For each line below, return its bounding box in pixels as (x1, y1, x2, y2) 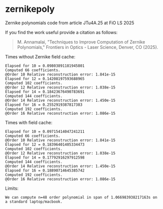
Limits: (5, 185, 19, 191)
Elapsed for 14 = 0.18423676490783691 (5, 89, 85, 94)
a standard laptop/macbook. (5, 199, 63, 204)
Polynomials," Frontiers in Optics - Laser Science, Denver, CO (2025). (17, 44, 159, 50)
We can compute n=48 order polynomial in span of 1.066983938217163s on (5, 195, 158, 200)
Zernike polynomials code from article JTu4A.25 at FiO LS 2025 (5, 20, 134, 26)
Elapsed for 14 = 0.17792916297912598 (5, 155, 85, 160)
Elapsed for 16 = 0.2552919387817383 (5, 102, 83, 107)
